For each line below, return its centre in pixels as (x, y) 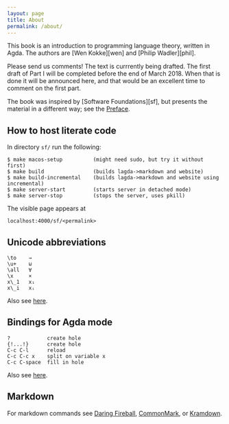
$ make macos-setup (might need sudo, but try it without (106, 160)
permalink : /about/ (35, 26)
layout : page (26, 13)
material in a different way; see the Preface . (69, 109)
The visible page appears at (46, 209)
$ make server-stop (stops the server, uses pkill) (96, 196)
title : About (26, 20)
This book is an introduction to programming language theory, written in (109, 46)
